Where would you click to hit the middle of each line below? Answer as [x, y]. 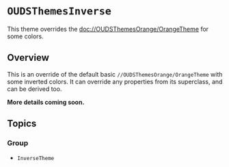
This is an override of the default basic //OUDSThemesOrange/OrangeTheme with [115, 74]
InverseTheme [36, 159]
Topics [22, 124]
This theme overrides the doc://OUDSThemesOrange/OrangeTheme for [108, 29]
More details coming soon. [46, 102]
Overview [28, 58]
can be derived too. [35, 89]
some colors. [26, 36]
